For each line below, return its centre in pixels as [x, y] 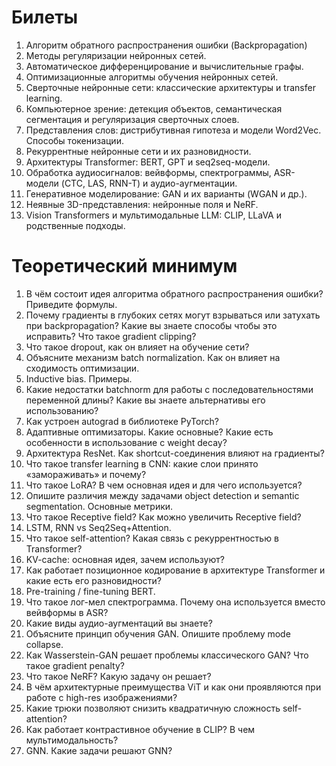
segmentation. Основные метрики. [99, 506]
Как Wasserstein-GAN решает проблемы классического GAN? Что [167, 655]
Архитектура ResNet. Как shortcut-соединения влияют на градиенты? [175, 453]
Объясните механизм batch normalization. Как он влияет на [153, 357]
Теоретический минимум [124, 266]
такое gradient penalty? [75, 665]
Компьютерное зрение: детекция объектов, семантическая [154, 108]
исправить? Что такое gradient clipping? [111, 336]
